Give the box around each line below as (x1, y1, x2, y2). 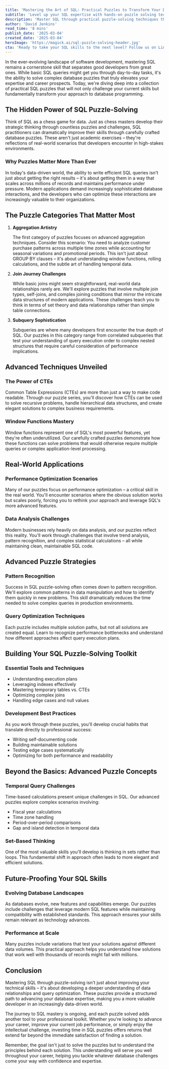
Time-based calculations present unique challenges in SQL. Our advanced (5, 794, 159, 800)
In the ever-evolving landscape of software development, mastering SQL (5, 58, 156, 65)
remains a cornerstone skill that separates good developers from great (5, 64, 152, 70)
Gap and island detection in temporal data (12, 825, 100, 831)
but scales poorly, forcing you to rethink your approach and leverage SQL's (5, 497, 161, 504)
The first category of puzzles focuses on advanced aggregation (12, 234, 145, 240)
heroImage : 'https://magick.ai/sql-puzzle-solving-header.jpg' (5, 40, 141, 45)
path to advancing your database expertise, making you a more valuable (5, 996, 155, 1002)
